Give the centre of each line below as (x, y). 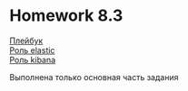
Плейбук (26, 41)
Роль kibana (33, 59)
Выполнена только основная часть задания (94, 77)
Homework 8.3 (66, 16)
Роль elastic (32, 50)
